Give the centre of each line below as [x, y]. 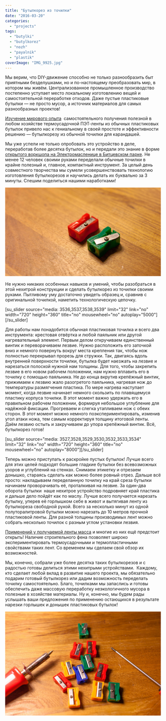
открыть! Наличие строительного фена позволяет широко [66, 537]
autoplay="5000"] [139, 315]
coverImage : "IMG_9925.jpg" [34, 63]
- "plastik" [22, 57]
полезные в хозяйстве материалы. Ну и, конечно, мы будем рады [75, 594]
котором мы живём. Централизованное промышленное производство [80, 88]
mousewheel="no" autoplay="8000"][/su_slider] [54, 450]
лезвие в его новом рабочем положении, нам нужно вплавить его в [77, 372]
